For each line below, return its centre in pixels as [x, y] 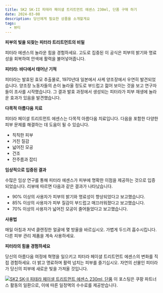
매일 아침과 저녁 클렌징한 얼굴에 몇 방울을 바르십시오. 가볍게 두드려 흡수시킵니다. [81, 230]
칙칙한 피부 [23, 135]
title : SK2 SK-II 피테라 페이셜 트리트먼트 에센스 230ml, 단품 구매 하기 [71, 10]
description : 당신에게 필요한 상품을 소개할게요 [47, 19]
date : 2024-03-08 [23, 14]
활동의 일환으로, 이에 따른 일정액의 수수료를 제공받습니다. [64, 285]
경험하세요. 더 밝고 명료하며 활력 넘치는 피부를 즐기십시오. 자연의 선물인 [77, 263]
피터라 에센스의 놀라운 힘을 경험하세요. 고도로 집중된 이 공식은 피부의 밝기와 [76, 53]
